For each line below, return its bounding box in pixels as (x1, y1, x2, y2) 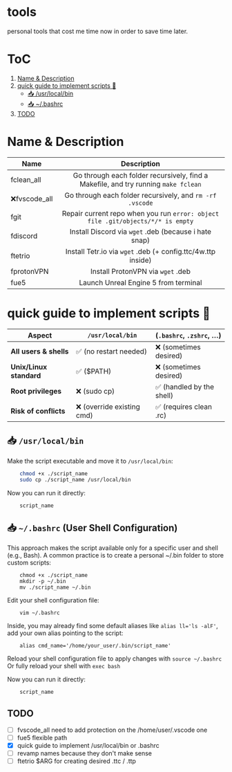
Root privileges (10, 386, 62, 396)
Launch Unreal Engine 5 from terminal (79, 277, 202, 287)
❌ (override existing (75, 402, 140, 412)
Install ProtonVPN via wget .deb (90, 266, 191, 276)
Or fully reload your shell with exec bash (7, 662, 121, 670)
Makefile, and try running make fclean (79, 179, 202, 189)
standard (10, 371, 41, 380)
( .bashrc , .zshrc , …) (155, 330, 222, 340)
